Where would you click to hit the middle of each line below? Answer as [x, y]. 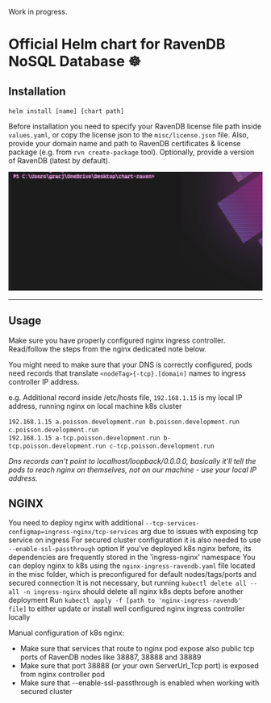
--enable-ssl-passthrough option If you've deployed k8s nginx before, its [130, 549]
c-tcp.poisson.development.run [162, 446]
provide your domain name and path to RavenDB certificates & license [125, 143]
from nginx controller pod [63, 675]
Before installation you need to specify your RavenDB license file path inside [135, 126]
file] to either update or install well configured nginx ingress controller [127, 608]
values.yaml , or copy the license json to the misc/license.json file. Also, [129, 135]
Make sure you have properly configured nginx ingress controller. [117, 340]
